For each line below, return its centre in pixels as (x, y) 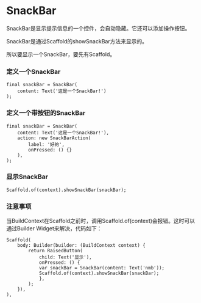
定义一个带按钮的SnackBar (46, 113)
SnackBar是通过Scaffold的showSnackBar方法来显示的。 (77, 41)
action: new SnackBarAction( (54, 138)
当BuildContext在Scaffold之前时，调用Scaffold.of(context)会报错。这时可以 (101, 221)
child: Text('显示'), (65, 257)
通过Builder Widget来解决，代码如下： (54, 228)
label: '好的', (47, 144)
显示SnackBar (27, 177)
